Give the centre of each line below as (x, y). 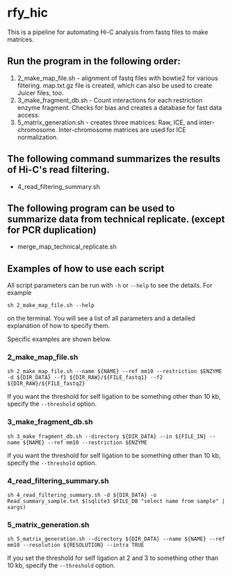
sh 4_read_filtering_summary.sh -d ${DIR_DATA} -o (82, 495)
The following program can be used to (91, 208)
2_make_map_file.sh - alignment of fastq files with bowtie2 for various (118, 78)
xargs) (17, 508)
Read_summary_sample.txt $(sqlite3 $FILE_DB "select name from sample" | (116, 502)
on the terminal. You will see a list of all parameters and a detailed (101, 318)
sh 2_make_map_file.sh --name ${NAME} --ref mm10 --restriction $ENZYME (115, 372)
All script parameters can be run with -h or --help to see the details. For (110, 286)
